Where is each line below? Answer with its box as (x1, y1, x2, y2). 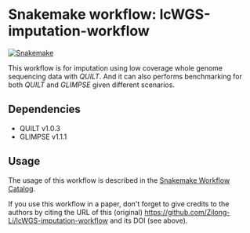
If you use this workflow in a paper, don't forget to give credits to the (8, 198, 230, 209)
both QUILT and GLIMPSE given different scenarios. (8, 80, 175, 89)
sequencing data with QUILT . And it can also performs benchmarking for (8, 71, 243, 81)
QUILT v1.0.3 (19, 123, 61, 133)
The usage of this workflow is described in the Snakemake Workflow (8, 175, 230, 185)
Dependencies (8, 103, 81, 116)
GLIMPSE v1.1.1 (19, 132, 67, 141)
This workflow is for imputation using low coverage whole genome (8, 63, 223, 72)
